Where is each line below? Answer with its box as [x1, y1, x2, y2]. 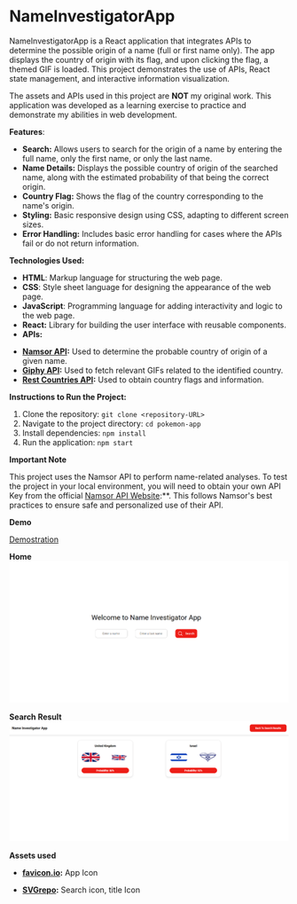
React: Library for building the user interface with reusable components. [21, 319, 286, 330]
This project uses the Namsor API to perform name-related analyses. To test [9, 471, 288, 482]
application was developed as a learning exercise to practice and [9, 99, 246, 110]
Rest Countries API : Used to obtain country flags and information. [21, 374, 264, 385]
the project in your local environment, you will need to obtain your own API [9, 481, 282, 491]
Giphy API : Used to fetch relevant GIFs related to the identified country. [21, 365, 284, 375]
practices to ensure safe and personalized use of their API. [9, 499, 224, 510]
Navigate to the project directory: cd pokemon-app [21, 418, 201, 428]
